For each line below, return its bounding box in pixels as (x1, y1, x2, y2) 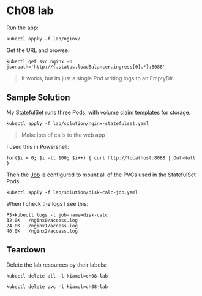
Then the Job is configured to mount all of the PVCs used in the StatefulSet (6, 171, 196, 178)
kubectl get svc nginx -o (6, 58, 72, 64)
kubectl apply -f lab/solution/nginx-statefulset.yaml (6, 120, 149, 126)
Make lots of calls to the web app (21, 131, 105, 139)
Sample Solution (6, 93, 70, 103)
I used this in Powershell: (6, 143, 69, 150)
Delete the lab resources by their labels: (6, 261, 107, 268)
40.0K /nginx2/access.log (6, 228, 78, 234)
